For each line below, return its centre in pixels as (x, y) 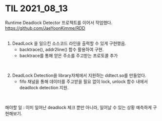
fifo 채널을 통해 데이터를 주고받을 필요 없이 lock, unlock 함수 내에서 (83, 81)
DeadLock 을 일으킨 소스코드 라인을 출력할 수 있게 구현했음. (69, 43)
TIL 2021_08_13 (37, 9)
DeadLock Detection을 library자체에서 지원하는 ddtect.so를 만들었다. (79, 75)
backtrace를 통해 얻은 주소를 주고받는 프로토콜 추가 (69, 55)
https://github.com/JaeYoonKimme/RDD (45, 28)
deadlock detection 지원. (44, 87)
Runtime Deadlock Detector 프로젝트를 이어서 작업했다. (59, 22)
